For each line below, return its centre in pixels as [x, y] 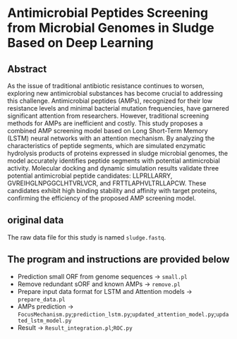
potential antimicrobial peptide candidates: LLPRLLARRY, [90, 175]
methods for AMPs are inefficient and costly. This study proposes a [105, 123]
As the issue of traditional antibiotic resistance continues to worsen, [106, 86]
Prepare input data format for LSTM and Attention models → [105, 291]
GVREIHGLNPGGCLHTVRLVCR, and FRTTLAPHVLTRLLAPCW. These [107, 183]
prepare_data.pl [41, 300]
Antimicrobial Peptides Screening [108, 13]
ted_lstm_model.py [44, 321]
